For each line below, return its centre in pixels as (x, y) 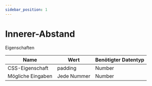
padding (67, 68)
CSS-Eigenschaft (28, 68)
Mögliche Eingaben (30, 76)
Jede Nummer (74, 76)
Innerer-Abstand (40, 34)
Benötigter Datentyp (120, 59)
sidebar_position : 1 (26, 10)
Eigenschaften (20, 48)
